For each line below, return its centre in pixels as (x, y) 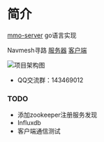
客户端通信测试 (39, 131)
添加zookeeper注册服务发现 (57, 115)
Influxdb (29, 123)
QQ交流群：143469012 (50, 80)
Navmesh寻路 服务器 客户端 (47, 50)
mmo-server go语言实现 (42, 35)
